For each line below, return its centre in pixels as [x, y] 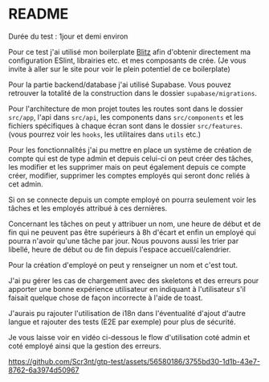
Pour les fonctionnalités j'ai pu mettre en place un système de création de [130, 150]
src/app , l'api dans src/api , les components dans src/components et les [126, 117]
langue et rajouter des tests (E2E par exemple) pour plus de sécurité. [122, 322]
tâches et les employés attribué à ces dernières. [88, 208]
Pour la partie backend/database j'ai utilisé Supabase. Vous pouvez [120, 84]
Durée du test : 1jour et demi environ [68, 36]
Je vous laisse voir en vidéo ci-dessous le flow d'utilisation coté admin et [129, 337]
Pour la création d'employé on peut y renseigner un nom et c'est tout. [123, 265]
